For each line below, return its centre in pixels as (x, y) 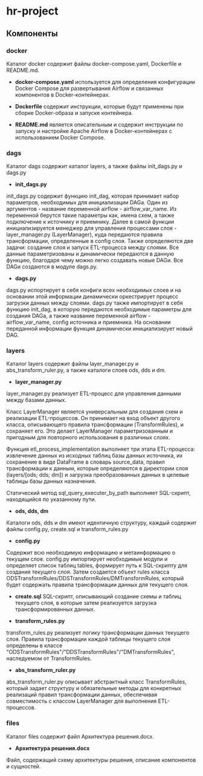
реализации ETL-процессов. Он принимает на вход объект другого (93, 418)
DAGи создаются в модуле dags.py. (52, 267)
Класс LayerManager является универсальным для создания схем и (95, 412)
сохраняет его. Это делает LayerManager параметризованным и (90, 431)
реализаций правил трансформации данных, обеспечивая (82, 695)
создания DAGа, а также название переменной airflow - (79, 316)
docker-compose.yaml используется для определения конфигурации (105, 82)
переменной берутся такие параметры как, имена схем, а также (90, 215)
